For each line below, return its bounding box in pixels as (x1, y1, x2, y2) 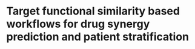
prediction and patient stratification (6, 30, 190, 44)
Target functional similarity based (6, 4, 180, 18)
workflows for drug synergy (6, 17, 150, 31)
